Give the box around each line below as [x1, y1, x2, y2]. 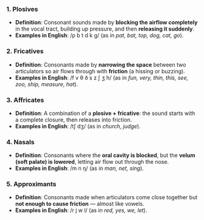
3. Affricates [6, 95, 44, 104]
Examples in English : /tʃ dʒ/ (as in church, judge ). [15, 122, 141, 130]
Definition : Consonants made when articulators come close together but [15, 194, 198, 201]
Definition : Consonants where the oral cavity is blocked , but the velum [15, 152, 195, 159]
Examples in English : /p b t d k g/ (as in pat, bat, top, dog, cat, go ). [15, 32, 184, 39]
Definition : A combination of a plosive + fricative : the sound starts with [15, 109, 195, 117]
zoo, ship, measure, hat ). [15, 80, 78, 87]
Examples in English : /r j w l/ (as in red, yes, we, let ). [15, 207, 147, 214]
